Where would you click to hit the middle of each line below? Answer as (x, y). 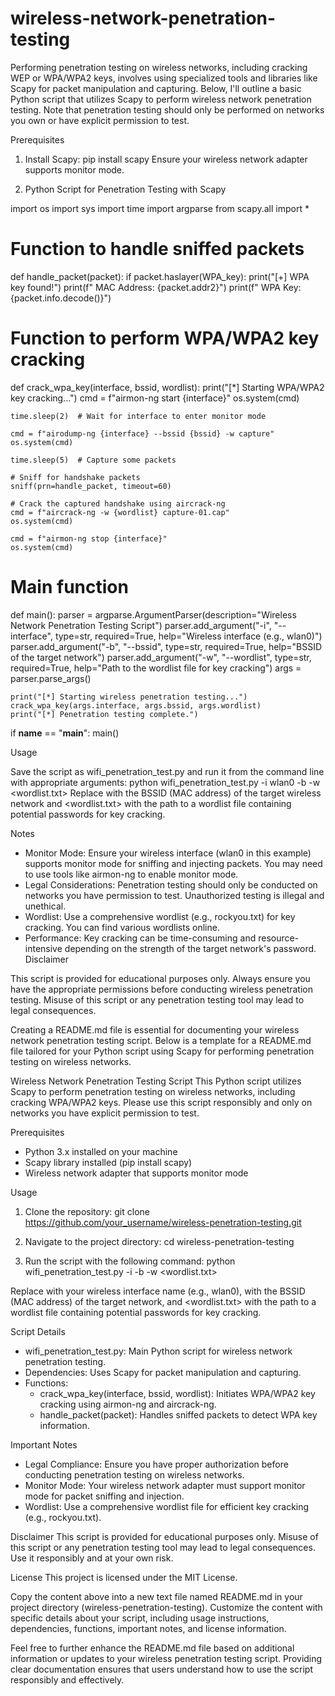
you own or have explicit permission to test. (100, 120)
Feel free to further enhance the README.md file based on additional (152, 1648)
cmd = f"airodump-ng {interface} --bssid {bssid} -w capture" (142, 433)
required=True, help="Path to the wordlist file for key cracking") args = (156, 668)
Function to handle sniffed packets (157, 249)
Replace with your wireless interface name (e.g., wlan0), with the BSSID (158, 1291)
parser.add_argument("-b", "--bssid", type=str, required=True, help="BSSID (166, 646)
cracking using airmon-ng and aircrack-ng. (128, 1404)
